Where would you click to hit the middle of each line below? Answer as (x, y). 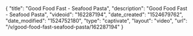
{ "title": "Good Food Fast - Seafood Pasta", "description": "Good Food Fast (97, 8)
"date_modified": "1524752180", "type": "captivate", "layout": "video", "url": (97, 21)
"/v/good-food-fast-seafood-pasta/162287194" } (65, 27)
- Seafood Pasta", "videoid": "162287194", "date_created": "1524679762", (94, 15)
